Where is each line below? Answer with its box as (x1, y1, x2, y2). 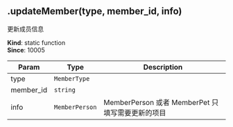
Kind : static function (7, 38, 66, 47)
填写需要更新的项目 (103, 108, 166, 117)
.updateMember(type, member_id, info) (7, 6, 182, 17)
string (54, 86, 76, 94)
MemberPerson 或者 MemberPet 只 (103, 97, 219, 107)
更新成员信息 (7, 24, 44, 33)
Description (143, 62, 183, 72)
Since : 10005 (7, 46, 45, 54)
